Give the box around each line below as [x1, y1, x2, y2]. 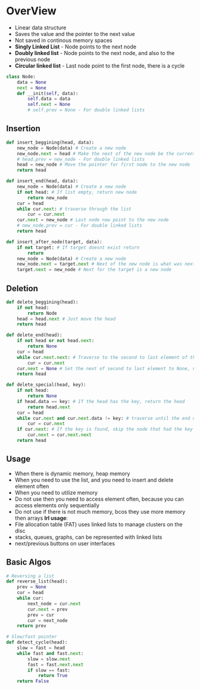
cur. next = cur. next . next [27, 432, 92, 438]
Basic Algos [6, 557, 52, 568]
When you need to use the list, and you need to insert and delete [14, 476, 174, 483]
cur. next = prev [27, 606, 68, 612]
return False [17, 678, 49, 684]
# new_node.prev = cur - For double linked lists [17, 222, 143, 228]
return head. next [27, 404, 70, 410]
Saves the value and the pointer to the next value [14, 30, 135, 37]
